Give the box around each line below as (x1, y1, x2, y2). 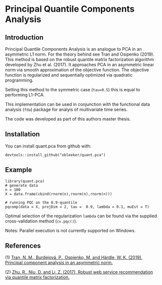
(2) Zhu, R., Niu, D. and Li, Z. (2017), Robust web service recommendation (5, 269, 153, 275)
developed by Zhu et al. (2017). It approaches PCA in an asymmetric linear (5, 62, 155, 67)
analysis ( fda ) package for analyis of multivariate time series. (5, 106, 128, 112)
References (5, 242, 41, 250)
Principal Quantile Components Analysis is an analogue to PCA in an (5, 46, 142, 52)
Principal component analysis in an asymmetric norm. (5, 260, 113, 265)
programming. (5, 77, 34, 83)
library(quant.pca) (5, 179, 45, 183)
